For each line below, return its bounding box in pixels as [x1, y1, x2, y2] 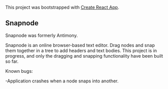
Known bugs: [5, 68, 33, 74]
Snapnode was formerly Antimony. [5, 32, 78, 38]
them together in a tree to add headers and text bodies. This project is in [5, 48, 157, 54]
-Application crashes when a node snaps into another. [5, 78, 119, 84]
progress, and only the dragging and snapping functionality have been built [5, 53, 163, 59]
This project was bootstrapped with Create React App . [5, 5, 120, 10]
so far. [5, 58, 19, 64]
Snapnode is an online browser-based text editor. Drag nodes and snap [5, 42, 155, 48]
